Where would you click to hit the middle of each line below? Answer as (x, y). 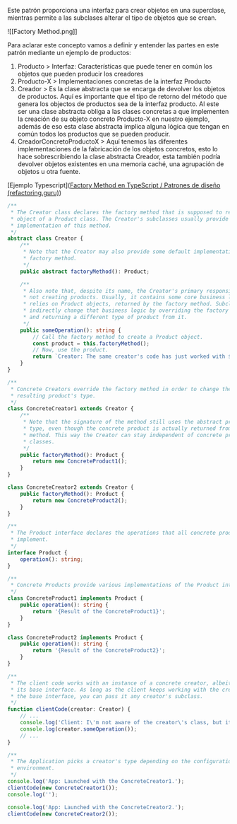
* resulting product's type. (53, 395)
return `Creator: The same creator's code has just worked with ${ (134, 356)
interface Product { (38, 552)
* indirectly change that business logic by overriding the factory (126, 311)
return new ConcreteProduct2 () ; (80, 500)
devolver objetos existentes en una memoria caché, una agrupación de (121, 164)
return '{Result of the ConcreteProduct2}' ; (99, 651)
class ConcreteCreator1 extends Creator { (71, 409)
